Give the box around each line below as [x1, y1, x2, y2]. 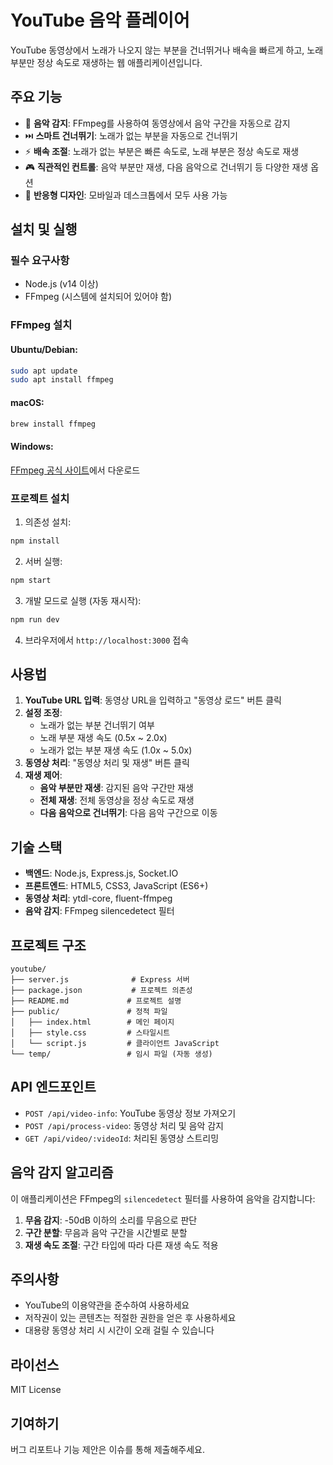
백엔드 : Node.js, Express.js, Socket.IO [24, 867, 179, 880]
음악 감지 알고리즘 [10, 1164, 114, 1181]
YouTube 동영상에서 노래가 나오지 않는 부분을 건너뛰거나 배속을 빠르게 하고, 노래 [10, 44, 324, 56]
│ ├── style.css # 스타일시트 [10, 1027, 171, 1038]
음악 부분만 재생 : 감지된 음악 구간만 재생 [39, 782, 194, 794]
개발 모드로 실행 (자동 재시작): [24, 594, 142, 606]
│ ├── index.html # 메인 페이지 [10, 1017, 175, 1027]
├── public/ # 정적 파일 [10, 1006, 168, 1016]
